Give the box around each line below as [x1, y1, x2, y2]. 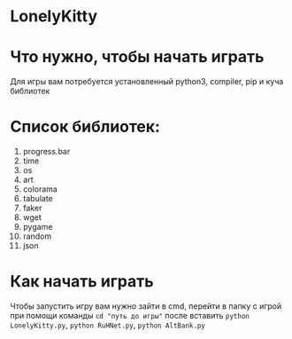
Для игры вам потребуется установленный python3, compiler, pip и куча [10, 76, 284, 87]
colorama [22, 184, 58, 194]
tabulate [22, 193, 54, 204]
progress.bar [22, 146, 71, 157]
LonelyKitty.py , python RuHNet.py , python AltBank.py [10, 319, 206, 330]
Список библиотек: [10, 117, 160, 137]
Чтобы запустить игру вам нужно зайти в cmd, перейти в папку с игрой [10, 301, 282, 311]
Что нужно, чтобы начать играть [10, 47, 265, 67]
